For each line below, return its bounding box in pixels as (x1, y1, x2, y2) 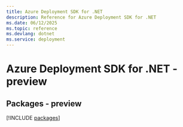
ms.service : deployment (6, 36, 66, 42)
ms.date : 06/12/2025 (6, 20, 58, 26)
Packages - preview (6, 98, 82, 109)
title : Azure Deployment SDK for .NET (6, 8, 103, 15)
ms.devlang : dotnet (6, 31, 55, 37)
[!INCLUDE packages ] (6, 114, 60, 121)
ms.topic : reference (6, 25, 58, 32)
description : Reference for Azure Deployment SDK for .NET (6, 14, 157, 20)
